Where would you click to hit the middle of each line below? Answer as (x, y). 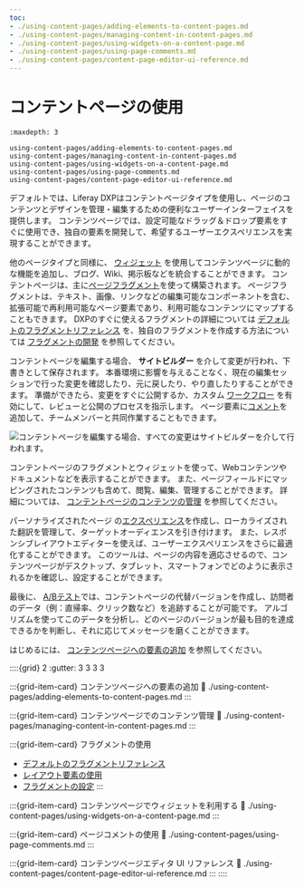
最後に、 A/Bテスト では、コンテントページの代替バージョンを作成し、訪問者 (152, 596)
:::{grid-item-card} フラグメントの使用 (81, 744)
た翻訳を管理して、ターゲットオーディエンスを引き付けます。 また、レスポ (148, 532)
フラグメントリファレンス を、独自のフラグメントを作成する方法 (145, 330)
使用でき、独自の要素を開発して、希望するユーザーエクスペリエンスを (155, 231)
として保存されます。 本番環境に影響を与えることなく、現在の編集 (148, 372)
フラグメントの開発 (63, 342)
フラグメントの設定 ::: (63, 786)
